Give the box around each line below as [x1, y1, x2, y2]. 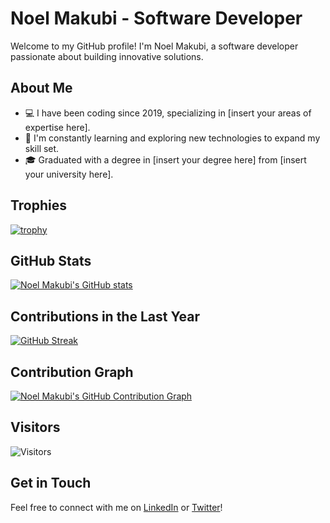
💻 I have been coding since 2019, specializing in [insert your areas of [24, 107, 312, 119]
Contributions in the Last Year [10, 308, 200, 325]
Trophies [10, 197, 68, 214]
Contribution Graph [10, 363, 134, 381]
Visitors [10, 419, 61, 436]
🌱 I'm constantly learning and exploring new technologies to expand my [24, 132, 321, 144]
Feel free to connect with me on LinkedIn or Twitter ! [10, 501, 223, 513]
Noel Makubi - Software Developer [10, 7, 303, 30]
